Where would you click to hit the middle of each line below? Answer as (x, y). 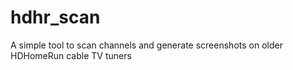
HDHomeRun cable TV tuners (71, 55)
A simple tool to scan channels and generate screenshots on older (146, 45)
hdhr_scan (55, 17)
